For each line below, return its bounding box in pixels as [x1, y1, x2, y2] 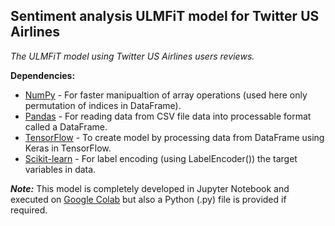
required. [10, 204, 48, 216]
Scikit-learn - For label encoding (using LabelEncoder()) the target [24, 152, 298, 164]
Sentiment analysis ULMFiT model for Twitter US [10, 8, 320, 25]
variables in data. [24, 163, 97, 175]
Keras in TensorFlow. [24, 142, 112, 154]
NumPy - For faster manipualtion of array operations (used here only [24, 89, 308, 101]
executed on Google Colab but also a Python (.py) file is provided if [10, 193, 287, 205]
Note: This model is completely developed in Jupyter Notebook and [10, 182, 290, 194]
